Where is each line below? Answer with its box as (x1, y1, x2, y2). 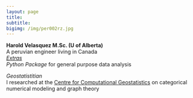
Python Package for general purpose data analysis (6, 61, 132, 68)
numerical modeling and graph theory (6, 85, 99, 93)
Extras (6, 54, 22, 62)
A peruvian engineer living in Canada (6, 48, 98, 56)
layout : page (6, 8, 39, 15)
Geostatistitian (6, 72, 43, 79)
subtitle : (6, 20, 31, 26)
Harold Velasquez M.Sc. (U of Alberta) (6, 42, 104, 49)
